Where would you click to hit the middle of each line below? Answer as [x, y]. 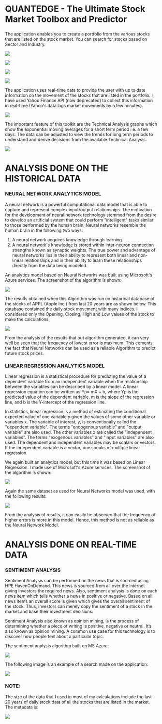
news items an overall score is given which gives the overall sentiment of [78, 601]
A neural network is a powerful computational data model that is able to [76, 204]
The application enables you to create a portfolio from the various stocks [77, 34]
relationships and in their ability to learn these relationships [83, 260]
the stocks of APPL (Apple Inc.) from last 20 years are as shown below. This [81, 303]
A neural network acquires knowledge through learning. [67, 239]
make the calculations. [27, 319]
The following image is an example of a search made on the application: [77, 664]
